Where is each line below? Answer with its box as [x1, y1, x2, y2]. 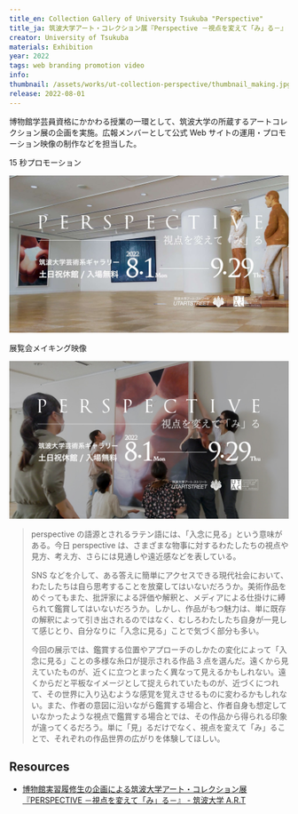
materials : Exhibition [9, 43, 93, 52]
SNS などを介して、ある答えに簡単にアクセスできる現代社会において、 [30, 570, 289, 580]
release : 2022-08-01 [9, 89, 86, 98]
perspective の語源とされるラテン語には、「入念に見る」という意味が [30, 529, 283, 539]
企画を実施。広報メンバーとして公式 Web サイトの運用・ [55, 127, 263, 138]
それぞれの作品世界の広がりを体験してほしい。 [53, 733, 225, 744]
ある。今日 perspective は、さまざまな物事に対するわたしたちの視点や [30, 539, 289, 550]
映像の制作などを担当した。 [39, 138, 142, 148]
